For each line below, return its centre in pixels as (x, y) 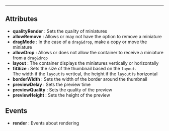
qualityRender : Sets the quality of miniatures (60, 31)
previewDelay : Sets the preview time (52, 84)
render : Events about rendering (46, 123)
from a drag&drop (30, 58)
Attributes (21, 19)
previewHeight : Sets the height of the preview (61, 95)
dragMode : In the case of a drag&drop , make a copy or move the (80, 42)
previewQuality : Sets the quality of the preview (62, 90)
